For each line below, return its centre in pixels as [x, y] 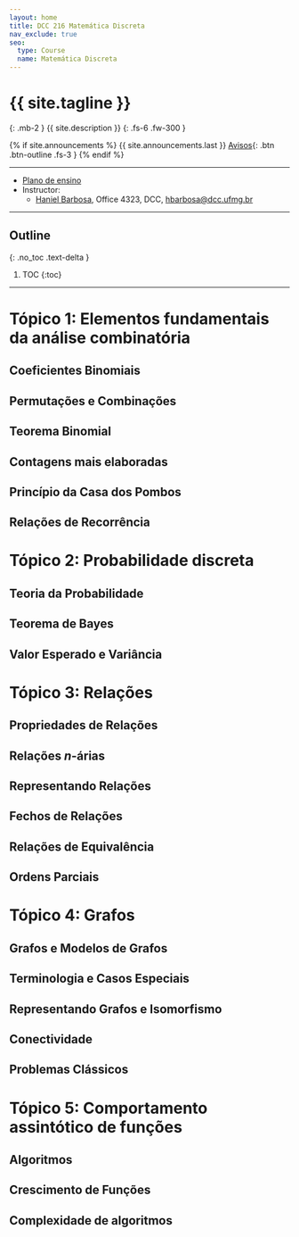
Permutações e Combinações [93, 401]
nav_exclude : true [43, 34]
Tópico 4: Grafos [72, 915]
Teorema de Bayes [61, 624]
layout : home [33, 17]
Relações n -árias [57, 755]
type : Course [41, 51]
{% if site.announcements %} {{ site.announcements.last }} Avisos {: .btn [142, 145]
